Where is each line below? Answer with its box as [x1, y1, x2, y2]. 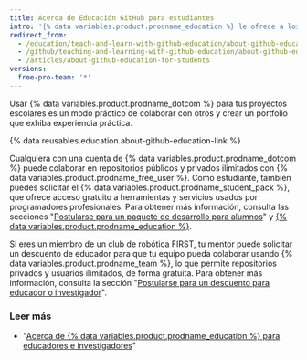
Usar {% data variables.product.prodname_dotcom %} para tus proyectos [9, 98, 288, 109]
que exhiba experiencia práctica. [9, 117, 132, 128]
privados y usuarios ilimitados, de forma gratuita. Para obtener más [9, 267, 263, 279]
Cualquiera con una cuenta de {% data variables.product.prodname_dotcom [9, 153, 297, 164]
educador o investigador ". [9, 287, 108, 298]
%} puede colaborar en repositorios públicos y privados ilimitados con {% [9, 162, 288, 174]
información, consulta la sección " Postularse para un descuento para [9, 277, 270, 288]
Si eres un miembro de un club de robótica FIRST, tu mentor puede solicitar [9, 238, 293, 249]
